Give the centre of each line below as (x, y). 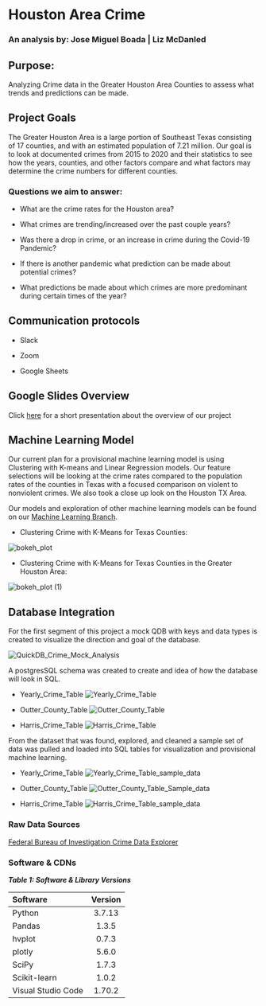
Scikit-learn (35, 977)
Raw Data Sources (44, 825)
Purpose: (31, 65)
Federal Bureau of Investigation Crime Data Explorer (93, 842)
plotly (23, 951)
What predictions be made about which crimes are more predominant (133, 287)
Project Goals (42, 118)
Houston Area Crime (77, 15)
